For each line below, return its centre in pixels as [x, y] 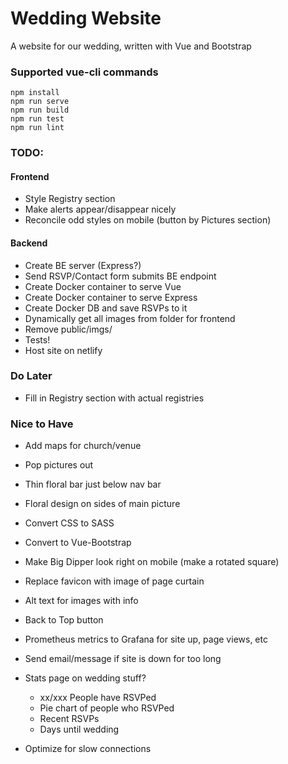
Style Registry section [70, 199]
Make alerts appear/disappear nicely [100, 209]
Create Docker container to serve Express [111, 297]
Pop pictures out [59, 465]
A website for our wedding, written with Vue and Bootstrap [131, 46]
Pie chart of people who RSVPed [107, 708]
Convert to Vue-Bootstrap [78, 543]
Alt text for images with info [81, 601]
